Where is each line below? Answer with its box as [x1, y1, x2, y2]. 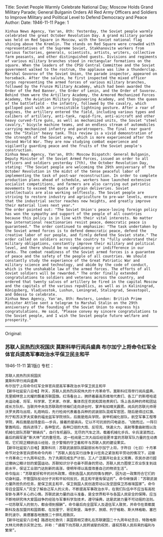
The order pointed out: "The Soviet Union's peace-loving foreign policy [5, 207, 158, 212]
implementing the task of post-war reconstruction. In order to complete [5, 173, 158, 178]
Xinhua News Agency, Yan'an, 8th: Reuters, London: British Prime [5, 296, 142, 301]
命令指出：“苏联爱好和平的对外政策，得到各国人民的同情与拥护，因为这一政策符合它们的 [5, 472, 155, 476]
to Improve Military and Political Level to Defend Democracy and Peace [5, 15, 147, 20]
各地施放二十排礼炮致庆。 [33, 513, 78, 518]
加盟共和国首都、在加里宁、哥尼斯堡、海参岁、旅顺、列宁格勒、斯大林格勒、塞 [19, 507, 153, 512]
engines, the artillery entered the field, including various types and [5, 110, 155, 114]
